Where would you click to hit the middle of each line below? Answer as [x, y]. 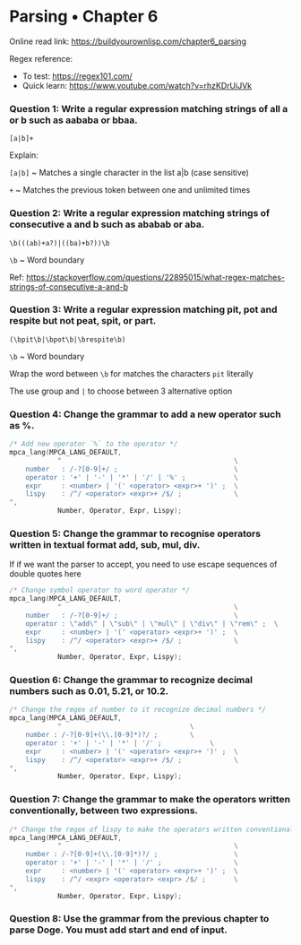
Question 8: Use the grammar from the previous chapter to [139, 919]
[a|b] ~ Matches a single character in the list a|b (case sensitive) [129, 173]
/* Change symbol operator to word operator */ [100, 590]
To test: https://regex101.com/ [77, 76]
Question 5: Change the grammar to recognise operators [135, 533]
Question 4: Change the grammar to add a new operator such [145, 414]
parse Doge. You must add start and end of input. [119, 930]
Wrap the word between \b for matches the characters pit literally [131, 373]
